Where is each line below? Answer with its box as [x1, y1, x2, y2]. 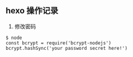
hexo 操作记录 [5, 5, 59, 16]
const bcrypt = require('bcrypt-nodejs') [5, 40, 112, 46]
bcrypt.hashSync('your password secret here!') [5, 45, 128, 51]
